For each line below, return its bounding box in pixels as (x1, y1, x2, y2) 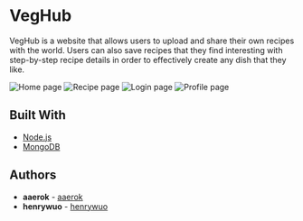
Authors (9, 168, 57, 183)
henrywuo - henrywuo (22, 200, 109, 212)
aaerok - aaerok (22, 191, 83, 202)
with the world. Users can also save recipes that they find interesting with (9, 44, 283, 55)
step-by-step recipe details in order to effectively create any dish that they (9, 54, 287, 65)
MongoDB (22, 141, 61, 152)
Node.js (22, 132, 52, 143)
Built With (9, 107, 66, 123)
